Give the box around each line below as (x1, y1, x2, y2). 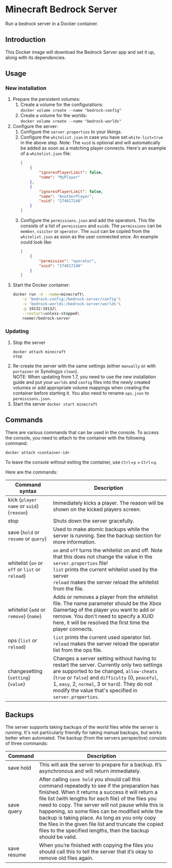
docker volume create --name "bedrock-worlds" (20, 119, 122, 124)
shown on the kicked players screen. (53, 506, 141, 513)
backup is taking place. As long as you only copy (39, 814, 156, 821)
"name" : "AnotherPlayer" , (38, 193, 94, 199)
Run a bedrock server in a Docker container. (5, 20, 98, 27)
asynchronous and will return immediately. (39, 768, 141, 775)
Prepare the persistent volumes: (12, 96, 80, 102)
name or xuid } (8, 503, 39, 510)
